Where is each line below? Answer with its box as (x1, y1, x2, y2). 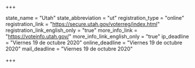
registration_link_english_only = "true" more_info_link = (5, 27, 138, 34)
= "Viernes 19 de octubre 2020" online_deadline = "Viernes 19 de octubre (5, 39, 183, 46)
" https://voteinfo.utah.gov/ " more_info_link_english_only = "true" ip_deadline (5, 33, 189, 40)
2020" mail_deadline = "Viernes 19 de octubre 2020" (5, 45, 133, 52)
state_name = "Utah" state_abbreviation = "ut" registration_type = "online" (5, 15, 184, 21)
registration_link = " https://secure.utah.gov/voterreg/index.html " (5, 21, 160, 27)
